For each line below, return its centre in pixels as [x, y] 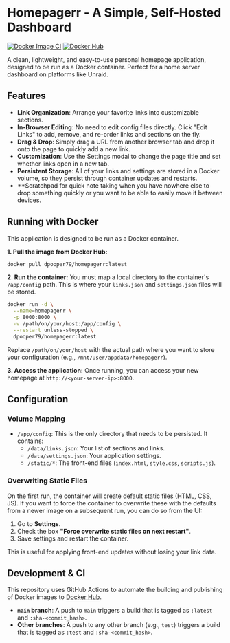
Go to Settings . [39, 523]
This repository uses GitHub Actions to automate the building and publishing [115, 590]
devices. [29, 200]
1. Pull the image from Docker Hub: [57, 252]
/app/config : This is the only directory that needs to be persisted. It [112, 434]
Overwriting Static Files [47, 481]
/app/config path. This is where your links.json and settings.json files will [114, 285]
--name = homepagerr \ [43, 311]
